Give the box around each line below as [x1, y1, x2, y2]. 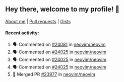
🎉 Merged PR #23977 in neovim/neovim [12, 71, 96, 77]
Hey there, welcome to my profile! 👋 [5, 5, 120, 14]
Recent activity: [5, 30, 39, 36]
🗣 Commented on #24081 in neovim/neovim [12, 41, 106, 48]
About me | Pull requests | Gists [5, 18, 71, 24]
